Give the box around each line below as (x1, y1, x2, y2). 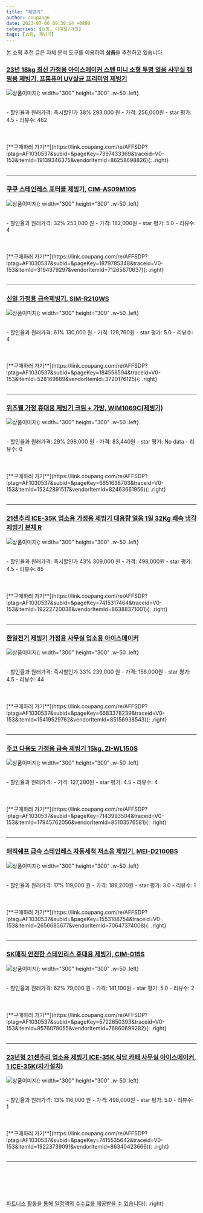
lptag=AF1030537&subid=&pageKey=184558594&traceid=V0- (6, 369, 161, 376)
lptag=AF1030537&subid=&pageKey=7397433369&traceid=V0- (6, 150, 165, 158)
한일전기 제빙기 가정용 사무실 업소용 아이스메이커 (6, 634, 139, 642)
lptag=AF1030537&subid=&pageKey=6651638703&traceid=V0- (6, 479, 164, 487)
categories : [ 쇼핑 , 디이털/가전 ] (6, 25, 82, 32)
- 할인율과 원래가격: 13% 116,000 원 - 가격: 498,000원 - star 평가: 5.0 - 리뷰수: (6, 1096, 194, 1104)
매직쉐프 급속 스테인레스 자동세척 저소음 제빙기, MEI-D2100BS (6, 847, 178, 856)
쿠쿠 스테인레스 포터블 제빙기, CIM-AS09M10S (6, 185, 137, 194)
